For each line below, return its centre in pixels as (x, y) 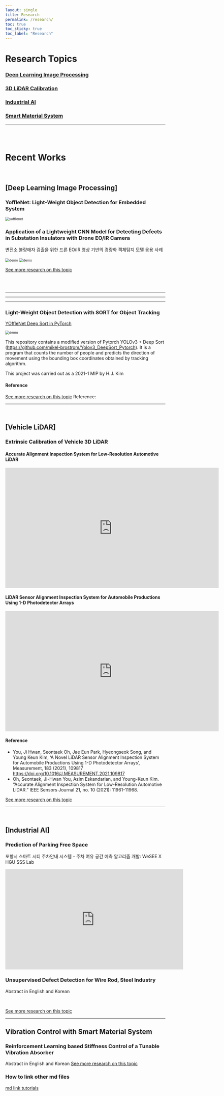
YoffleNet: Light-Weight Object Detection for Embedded (76, 202)
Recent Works (36, 158)
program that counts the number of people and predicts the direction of (80, 353)
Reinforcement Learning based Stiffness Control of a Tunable (83, 1046)
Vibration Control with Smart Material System (79, 1032)
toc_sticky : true (24, 29)
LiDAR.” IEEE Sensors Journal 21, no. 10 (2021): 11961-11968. (75, 789)
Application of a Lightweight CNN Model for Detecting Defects (84, 231)
